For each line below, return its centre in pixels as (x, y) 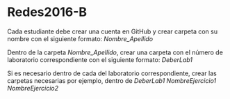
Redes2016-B (47, 12)
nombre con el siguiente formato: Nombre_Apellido (80, 38)
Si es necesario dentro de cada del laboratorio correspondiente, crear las (112, 73)
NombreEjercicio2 (33, 88)
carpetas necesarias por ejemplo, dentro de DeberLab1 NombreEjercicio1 (112, 80)
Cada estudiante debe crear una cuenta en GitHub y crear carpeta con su (112, 31)
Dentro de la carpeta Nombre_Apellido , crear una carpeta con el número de (115, 52)
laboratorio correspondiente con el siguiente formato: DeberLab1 (100, 59)
